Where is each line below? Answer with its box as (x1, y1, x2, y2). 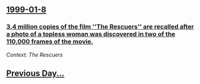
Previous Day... (6, 69, 65, 79)
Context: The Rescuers (6, 51, 63, 58)
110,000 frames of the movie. (6, 38, 94, 46)
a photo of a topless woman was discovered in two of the (6, 30, 176, 38)
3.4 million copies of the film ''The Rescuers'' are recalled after (6, 23, 194, 31)
